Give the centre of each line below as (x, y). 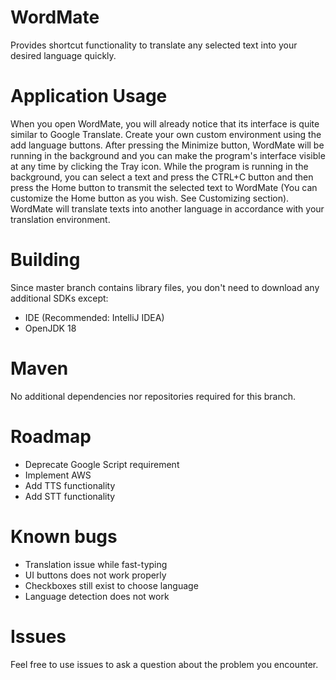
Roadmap (51, 436)
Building (45, 260)
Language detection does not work (97, 596)
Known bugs (64, 536)
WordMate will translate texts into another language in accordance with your (167, 208)
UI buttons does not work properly (95, 575)
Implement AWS (58, 475)
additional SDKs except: (59, 298)
